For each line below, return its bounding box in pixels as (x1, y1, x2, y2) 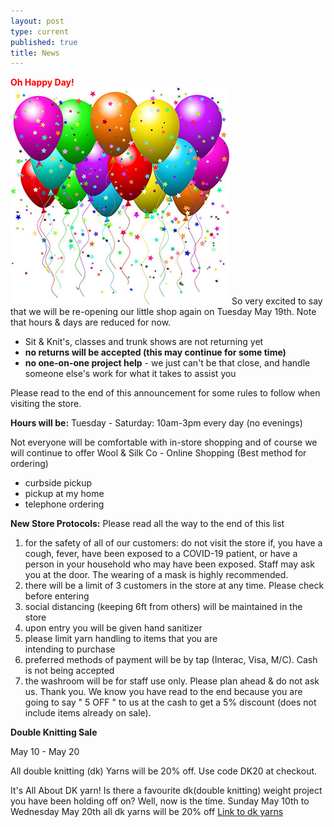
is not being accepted (24, 665, 115, 677)
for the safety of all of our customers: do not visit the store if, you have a (24, 537, 323, 549)
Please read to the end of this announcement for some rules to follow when (10, 387, 321, 399)
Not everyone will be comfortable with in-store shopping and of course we (10, 436, 318, 449)
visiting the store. (10, 398, 82, 410)
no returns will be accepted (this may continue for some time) (24, 346, 287, 359)
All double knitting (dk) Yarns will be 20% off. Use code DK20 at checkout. (10, 765, 318, 777)
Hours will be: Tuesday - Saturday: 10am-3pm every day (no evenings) (10, 417, 303, 429)
